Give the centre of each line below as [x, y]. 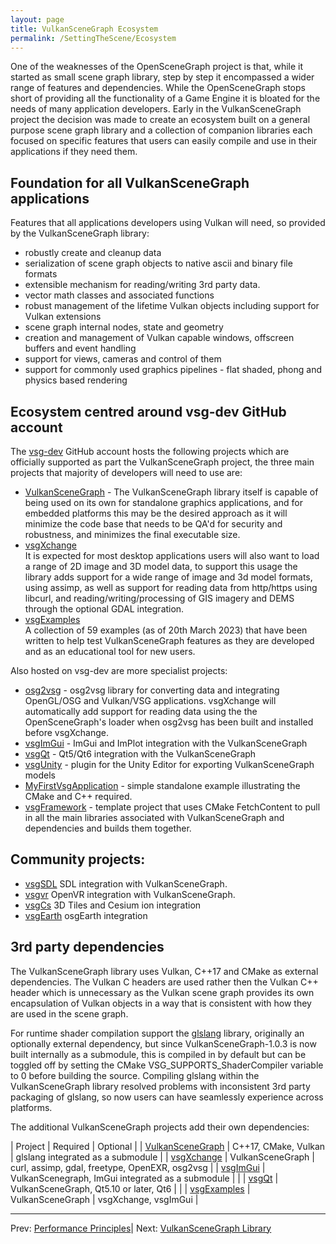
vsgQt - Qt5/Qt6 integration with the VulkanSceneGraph [140, 754]
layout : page [37, 19]
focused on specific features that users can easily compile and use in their [164, 141]
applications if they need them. [74, 152]
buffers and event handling [80, 348]
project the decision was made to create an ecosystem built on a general [160, 120]
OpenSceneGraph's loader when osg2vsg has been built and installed [169, 722]
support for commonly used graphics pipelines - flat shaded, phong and [173, 370]
